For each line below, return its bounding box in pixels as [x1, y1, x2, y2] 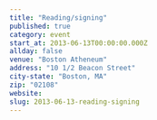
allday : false [9, 47, 64, 56]
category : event [9, 30, 71, 39]
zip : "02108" [9, 80, 59, 89]
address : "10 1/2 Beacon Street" [9, 64, 136, 73]
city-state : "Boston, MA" [9, 72, 107, 81]
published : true [9, 22, 71, 31]
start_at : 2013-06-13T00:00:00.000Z [9, 38, 148, 48]
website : [9, 88, 43, 97]
